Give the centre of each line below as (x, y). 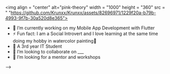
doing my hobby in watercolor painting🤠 (54, 41)
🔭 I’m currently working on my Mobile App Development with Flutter (84, 28)
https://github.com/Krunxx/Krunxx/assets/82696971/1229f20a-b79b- (83, 13)
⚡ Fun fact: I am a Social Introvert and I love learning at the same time (85, 33)
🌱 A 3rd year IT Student (37, 46)
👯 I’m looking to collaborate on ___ (48, 52)
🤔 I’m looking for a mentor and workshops (56, 57)
